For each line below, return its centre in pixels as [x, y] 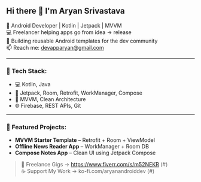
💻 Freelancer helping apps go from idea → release [69, 32]
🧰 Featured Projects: [36, 128]
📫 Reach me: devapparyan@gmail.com [55, 47]
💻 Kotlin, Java [33, 84]
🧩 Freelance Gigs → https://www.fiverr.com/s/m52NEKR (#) [94, 165]
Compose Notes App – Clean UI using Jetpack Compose [85, 153]
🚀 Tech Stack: [27, 71]
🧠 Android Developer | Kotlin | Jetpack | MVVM [64, 25]
